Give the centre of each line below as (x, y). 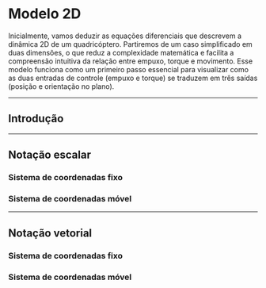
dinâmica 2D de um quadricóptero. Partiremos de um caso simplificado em (131, 44)
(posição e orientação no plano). (61, 86)
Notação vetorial (50, 233)
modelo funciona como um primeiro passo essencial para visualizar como (129, 69)
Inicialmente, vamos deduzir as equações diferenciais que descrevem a (125, 36)
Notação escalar (49, 155)
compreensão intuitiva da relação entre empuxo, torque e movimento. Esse (131, 61)
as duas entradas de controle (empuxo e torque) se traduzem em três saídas (133, 78)
